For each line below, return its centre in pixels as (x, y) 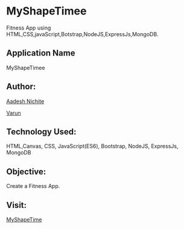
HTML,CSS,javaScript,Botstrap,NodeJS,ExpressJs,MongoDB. (82, 34)
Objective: (26, 171)
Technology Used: (41, 132)
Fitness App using (29, 28)
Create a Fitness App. (33, 186)
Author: (21, 86)
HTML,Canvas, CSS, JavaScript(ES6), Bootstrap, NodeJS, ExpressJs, (92, 146)
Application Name (41, 53)
